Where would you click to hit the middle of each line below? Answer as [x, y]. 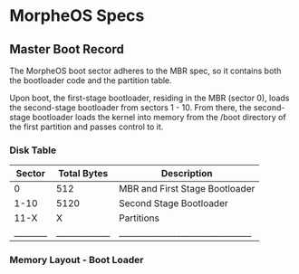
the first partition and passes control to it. [87, 127]
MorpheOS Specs [77, 16]
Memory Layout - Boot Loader [77, 260]
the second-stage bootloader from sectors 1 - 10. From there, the [130, 108]
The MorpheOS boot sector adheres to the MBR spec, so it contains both [145, 71]
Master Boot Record [67, 49]
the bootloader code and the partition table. [91, 80]
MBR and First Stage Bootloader [187, 189]
